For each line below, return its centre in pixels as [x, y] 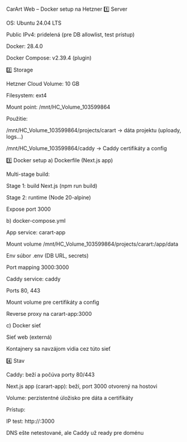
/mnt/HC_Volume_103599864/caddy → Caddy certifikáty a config [87, 148]
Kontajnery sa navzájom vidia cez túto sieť [58, 349]
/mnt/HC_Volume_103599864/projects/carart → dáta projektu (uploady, [94, 130]
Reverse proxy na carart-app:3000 [49, 314]
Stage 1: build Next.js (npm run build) [52, 186]
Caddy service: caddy [34, 279]
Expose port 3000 [28, 209]
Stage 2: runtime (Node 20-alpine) [49, 197]
